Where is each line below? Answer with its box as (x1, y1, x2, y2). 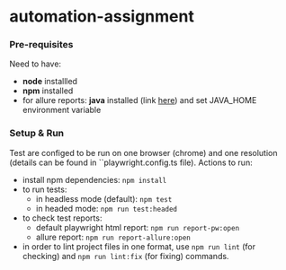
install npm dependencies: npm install (22, 174, 167, 185)
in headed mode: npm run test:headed (35, 203, 178, 213)
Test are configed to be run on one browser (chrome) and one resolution (9, 147, 278, 158)
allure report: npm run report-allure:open (35, 231, 191, 242)
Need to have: (9, 58, 61, 69)
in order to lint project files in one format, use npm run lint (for (22, 240, 256, 252)
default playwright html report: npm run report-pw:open (35, 222, 240, 232)
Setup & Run (9, 127, 65, 140)
